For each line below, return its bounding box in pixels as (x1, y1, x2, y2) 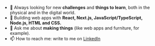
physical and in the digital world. (9, 10, 76, 15)
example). (9, 31, 31, 36)
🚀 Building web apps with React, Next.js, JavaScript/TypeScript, (9, 15, 143, 20)
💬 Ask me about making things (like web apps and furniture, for (9, 25, 139, 31)
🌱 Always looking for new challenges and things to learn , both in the (9, 5, 150, 10)
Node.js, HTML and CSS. (9, 20, 62, 26)
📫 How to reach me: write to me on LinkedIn (9, 36, 101, 41)
